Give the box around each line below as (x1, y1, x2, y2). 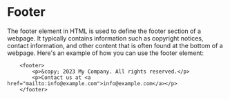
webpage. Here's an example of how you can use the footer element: (7, 49, 204, 57)
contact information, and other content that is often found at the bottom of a (7, 41, 223, 49)
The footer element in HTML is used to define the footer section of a (7, 27, 202, 35)
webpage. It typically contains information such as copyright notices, (7, 34, 204, 42)
